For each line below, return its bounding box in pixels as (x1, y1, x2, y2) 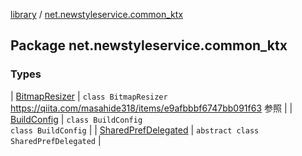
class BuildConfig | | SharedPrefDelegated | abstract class (10, 124, 260, 136)
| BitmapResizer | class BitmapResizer (10, 90, 168, 102)
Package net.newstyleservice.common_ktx (10, 37, 288, 54)
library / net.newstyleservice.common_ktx (10, 9, 184, 20)
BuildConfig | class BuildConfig (10, 113, 143, 125)
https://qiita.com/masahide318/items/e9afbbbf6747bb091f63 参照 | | (10, 102, 293, 114)
